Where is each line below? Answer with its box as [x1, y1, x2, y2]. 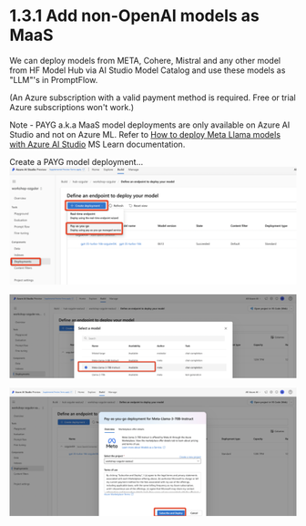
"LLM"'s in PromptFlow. [9, 74, 98, 85]
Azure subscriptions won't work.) [9, 101, 135, 112]
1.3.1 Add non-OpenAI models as [9, 5, 260, 26]
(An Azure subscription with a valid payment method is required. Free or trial [9, 92, 296, 103]
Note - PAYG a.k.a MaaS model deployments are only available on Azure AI [9, 119, 291, 130]
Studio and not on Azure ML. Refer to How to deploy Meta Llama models [9, 129, 280, 139]
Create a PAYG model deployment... [9, 156, 144, 167]
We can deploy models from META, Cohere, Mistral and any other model [9, 55, 280, 66]
